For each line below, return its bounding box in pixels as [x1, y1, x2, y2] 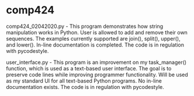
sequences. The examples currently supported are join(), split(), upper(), [6, 35, 181, 42]
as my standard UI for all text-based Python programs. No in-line [6, 77, 162, 84]
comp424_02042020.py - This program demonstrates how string [6, 23, 164, 30]
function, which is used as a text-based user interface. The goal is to [6, 65, 172, 72]
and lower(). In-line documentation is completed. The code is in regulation [6, 41, 185, 48]
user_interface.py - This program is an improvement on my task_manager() [6, 59, 187, 66]
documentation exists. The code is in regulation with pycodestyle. [6, 83, 165, 90]
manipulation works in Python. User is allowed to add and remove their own [6, 29, 188, 35]
